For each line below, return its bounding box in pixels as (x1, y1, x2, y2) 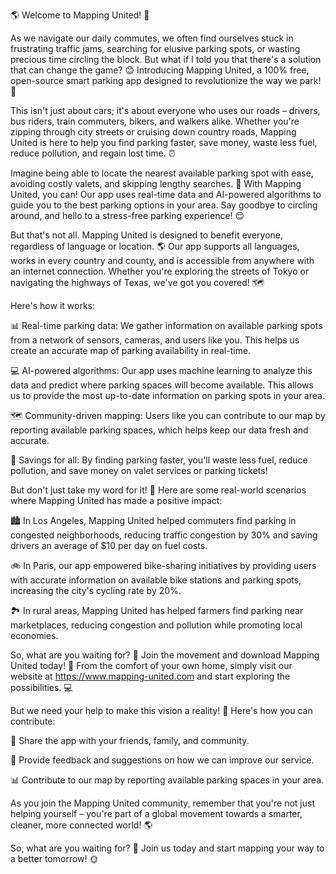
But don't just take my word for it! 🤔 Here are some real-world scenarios (10, 484, 307, 496)
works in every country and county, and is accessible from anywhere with (10, 255, 315, 266)
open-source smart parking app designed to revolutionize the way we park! (10, 75, 322, 86)
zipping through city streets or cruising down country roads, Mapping (10, 126, 297, 138)
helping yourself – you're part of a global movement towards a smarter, (10, 808, 303, 819)
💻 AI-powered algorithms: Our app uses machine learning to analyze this (10, 365, 313, 376)
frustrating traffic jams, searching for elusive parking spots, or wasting (10, 43, 301, 54)
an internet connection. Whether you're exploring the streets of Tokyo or (10, 265, 310, 277)
